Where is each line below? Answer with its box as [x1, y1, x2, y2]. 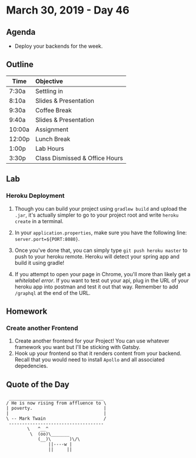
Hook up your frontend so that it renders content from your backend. [14, 350, 182, 357]
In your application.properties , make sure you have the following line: [14, 229, 187, 236]
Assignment [35, 125, 69, 133]
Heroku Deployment [6, 192, 65, 200]
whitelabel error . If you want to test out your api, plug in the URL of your [14, 277, 190, 284]
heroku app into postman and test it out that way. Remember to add [14, 283, 178, 290]
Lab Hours [35, 144, 65, 152]
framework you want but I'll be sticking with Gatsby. [14, 344, 141, 351]
